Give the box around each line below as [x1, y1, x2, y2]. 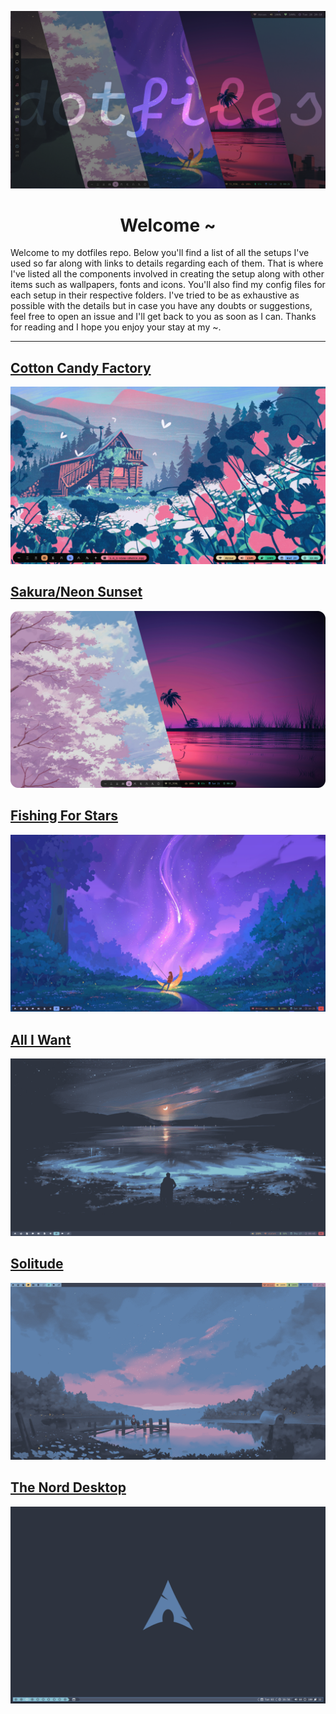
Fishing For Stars [10, 807, 119, 825]
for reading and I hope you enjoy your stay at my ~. [10, 321, 222, 333]
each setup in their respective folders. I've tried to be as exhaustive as [10, 289, 300, 301]
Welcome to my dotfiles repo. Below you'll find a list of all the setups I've [10, 247, 310, 259]
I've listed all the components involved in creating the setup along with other [10, 268, 325, 280]
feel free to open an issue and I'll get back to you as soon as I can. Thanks [10, 311, 317, 323]
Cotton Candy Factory [10, 359, 152, 376]
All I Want [10, 1031, 72, 1048]
